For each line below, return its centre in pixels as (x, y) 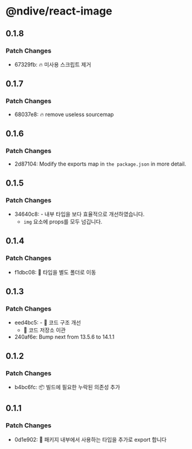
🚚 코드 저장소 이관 (44, 330)
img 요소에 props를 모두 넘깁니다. (63, 221)
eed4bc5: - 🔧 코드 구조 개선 (48, 323)
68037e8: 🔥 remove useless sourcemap (64, 114)
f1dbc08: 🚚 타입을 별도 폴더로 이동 (55, 272)
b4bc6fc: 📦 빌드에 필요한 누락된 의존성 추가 (67, 387)
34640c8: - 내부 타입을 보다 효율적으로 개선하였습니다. (79, 214)
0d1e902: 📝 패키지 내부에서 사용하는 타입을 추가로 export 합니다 (90, 439)
